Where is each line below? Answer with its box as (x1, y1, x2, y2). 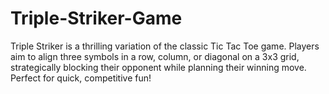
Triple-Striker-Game (10, 7, 183, 30)
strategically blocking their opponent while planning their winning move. (10, 61, 307, 73)
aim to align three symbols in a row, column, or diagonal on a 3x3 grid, (10, 50, 300, 62)
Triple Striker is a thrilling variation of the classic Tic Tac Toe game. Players (10, 40, 320, 52)
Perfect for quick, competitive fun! (10, 72, 152, 84)
